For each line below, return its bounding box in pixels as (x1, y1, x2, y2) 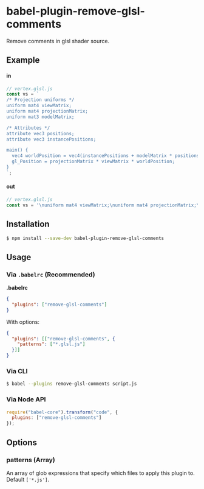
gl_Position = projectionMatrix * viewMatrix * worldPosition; (12, 158, 175, 165)
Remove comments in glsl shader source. (6, 37, 110, 44)
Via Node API (6, 395, 46, 404)
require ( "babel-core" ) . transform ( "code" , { (6, 409, 118, 415)
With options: (6, 318, 40, 325)
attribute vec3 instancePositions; (6, 136, 97, 142)
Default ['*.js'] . (6, 476, 50, 483)
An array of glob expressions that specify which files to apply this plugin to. (6, 469, 195, 476)
